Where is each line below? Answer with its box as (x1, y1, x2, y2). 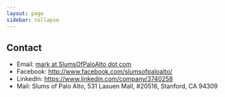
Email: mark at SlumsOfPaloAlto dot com (16, 60, 132, 69)
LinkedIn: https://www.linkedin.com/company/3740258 (16, 75, 173, 83)
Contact (6, 42, 42, 54)
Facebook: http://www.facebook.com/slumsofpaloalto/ (16, 67, 173, 76)
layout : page (6, 10, 44, 17)
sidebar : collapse (6, 17, 59, 23)
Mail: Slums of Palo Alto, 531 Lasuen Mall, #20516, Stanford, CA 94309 (16, 82, 218, 90)
